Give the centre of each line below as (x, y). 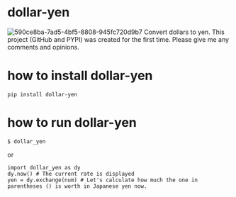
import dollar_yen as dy (44, 167)
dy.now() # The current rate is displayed (71, 174)
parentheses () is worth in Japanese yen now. (77, 186)
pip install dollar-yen (43, 94)
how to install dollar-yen (80, 76)
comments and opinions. (43, 47)
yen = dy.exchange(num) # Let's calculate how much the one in (103, 180)
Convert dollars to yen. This (184, 32)
